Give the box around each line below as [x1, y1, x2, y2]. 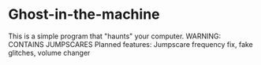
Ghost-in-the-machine [8, 5, 160, 23]
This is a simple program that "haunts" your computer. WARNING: [8, 31, 222, 41]
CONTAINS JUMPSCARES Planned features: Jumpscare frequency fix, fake [8, 39, 254, 49]
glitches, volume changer [8, 48, 91, 57]
